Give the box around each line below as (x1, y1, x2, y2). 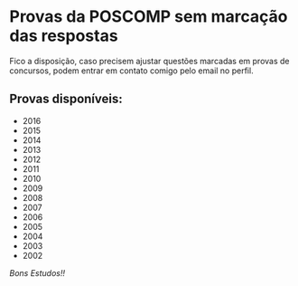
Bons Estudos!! (9, 267, 66, 278)
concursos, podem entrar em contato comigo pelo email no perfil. (9, 65, 255, 76)
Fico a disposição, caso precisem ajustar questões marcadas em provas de (9, 55, 290, 66)
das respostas (9, 25, 119, 46)
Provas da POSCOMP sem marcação (9, 6, 288, 27)
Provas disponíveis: (9, 91, 124, 107)
